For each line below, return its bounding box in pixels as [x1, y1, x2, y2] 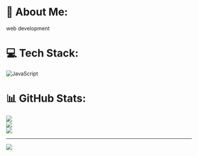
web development [6, 25, 50, 32]
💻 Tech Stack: [6, 47, 79, 60]
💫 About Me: [6, 5, 68, 19]
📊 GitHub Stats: [6, 92, 87, 105]
